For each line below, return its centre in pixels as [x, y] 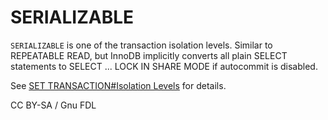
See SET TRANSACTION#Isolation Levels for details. [118, 85]
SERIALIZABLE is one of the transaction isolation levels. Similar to [141, 45]
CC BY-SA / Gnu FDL [53, 105]
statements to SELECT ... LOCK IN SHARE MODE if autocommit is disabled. [164, 66]
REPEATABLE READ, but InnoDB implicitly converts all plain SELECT [149, 55]
